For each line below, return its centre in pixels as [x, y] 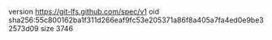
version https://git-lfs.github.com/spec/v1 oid [84, 12]
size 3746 [57, 28]
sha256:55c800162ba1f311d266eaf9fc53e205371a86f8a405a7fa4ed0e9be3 [136, 20]
